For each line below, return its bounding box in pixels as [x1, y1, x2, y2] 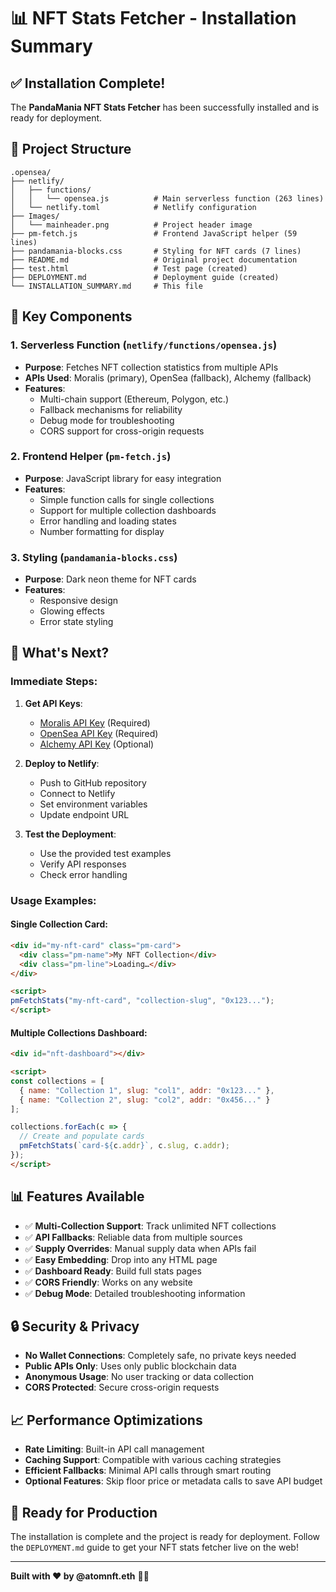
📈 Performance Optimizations [10, 1411, 203, 1429]
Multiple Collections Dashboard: [10, 1026, 148, 1039]
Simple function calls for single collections [39, 493, 215, 505]
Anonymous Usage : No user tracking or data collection [24, 1371, 255, 1383]
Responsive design [39, 595, 119, 607]
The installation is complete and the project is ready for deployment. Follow [10, 1531, 321, 1543]
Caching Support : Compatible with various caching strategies [24, 1454, 282, 1466]
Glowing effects [39, 605, 105, 617]
